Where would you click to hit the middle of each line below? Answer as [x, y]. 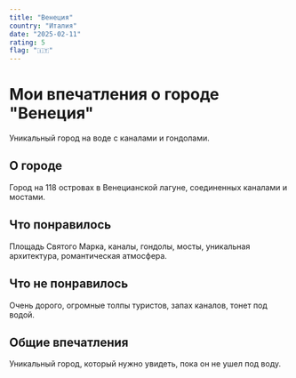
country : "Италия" [43, 26]
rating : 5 [28, 42]
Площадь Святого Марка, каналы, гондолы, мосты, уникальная [130, 246]
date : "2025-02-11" [45, 34]
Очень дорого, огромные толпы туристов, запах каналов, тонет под [139, 305]
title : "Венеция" [41, 17]
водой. [22, 314]
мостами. [28, 197]
